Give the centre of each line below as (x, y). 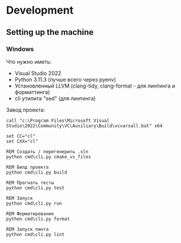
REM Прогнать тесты (30, 183)
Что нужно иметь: (29, 61)
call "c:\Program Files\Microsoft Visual (58, 121)
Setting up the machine (50, 32)
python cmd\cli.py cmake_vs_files (49, 157)
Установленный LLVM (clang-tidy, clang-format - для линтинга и (95, 86)
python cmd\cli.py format (38, 219)
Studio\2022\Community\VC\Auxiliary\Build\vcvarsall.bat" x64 (84, 126)
